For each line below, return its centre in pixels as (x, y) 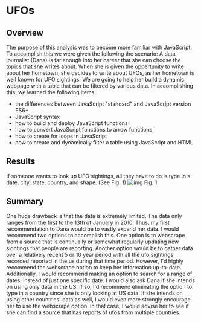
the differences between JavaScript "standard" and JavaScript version (103, 104)
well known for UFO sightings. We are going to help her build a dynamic (95, 79)
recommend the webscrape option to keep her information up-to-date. (94, 267)
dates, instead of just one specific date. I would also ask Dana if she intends (101, 280)
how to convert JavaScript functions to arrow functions (84, 130)
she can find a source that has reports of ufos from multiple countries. (94, 312)
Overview (25, 33)
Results (21, 162)
